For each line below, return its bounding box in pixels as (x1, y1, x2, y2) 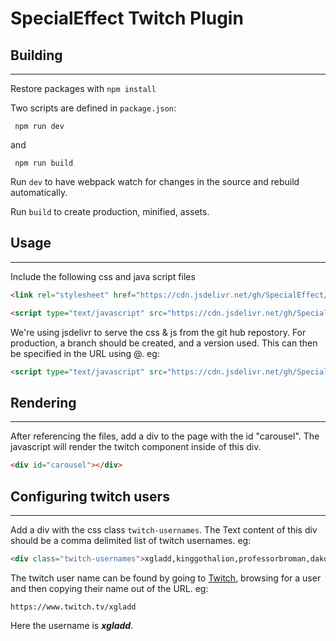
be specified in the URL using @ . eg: (10, 347, 160, 359)
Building (10, 47, 63, 64)
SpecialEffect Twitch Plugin (10, 7, 244, 30)
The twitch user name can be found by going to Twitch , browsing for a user (10, 572, 322, 584)
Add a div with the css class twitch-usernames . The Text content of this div (10, 523, 318, 536)
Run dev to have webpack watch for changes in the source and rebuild (10, 176, 300, 187)
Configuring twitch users (10, 488, 170, 505)
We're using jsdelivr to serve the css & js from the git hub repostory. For (10, 326, 307, 338)
